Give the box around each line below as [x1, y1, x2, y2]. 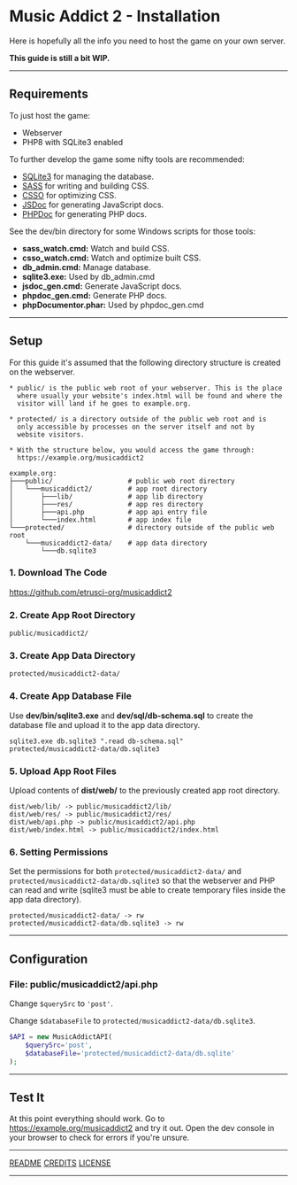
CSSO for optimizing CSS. [21, 190, 117, 200]
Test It [9, 1089, 45, 1104]
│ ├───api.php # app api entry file [9, 507, 208, 516]
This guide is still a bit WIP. [9, 52, 110, 63]
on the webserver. [9, 366, 75, 377]
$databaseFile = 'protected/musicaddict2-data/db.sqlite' [25, 1049, 236, 1057]
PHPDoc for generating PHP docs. [21, 208, 148, 219]
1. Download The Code [9, 567, 108, 579]
